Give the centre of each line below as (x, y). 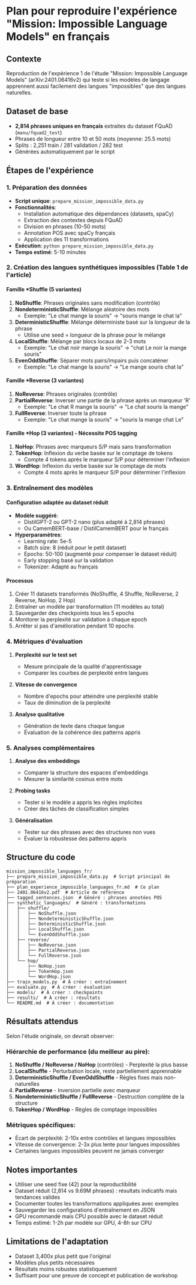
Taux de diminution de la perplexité (67, 702)
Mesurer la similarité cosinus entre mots (73, 779)
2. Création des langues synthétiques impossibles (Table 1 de (97, 267)
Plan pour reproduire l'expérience (92, 11)
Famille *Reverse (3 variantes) (45, 381)
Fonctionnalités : (36, 207)
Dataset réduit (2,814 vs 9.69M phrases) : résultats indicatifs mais (96, 1190)
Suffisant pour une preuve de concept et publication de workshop (96, 1275)
